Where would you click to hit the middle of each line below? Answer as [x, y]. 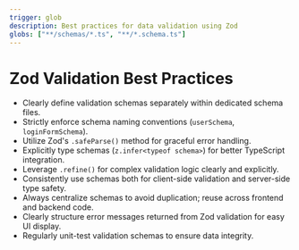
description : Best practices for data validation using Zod [124, 26]
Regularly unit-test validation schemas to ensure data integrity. [138, 236]
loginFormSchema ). [55, 131]
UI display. [42, 226]
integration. [43, 160]
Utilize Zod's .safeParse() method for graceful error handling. [137, 141]
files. [31, 112]
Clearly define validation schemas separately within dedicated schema [153, 103]
